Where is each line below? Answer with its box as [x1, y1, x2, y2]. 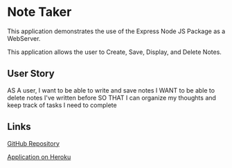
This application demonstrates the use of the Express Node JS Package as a [7, 27, 226, 35]
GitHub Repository [7, 139, 60, 147]
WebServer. [7, 34, 41, 42]
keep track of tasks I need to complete [7, 101, 117, 109]
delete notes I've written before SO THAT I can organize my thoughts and [7, 93, 217, 102]
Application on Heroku [7, 153, 71, 161]
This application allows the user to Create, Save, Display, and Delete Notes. [7, 48, 222, 56]
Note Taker [7, 4, 72, 20]
